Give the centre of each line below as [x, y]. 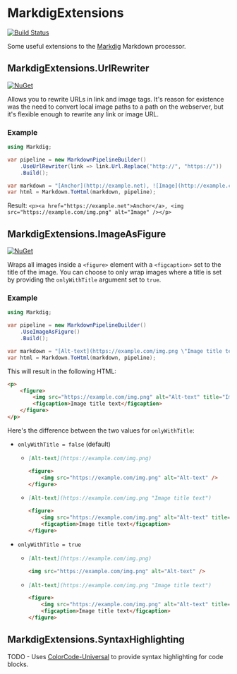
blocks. [18, 664]
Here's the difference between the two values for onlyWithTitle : [101, 430]
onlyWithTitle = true [49, 545]
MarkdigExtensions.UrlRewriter [78, 68]
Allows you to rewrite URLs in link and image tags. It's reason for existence [116, 99]
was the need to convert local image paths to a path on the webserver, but [115, 107]
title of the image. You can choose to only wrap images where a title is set [115, 272]
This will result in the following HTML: [62, 371]
